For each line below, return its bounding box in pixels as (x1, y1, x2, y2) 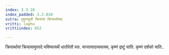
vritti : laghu (5, 21, 35, 26)
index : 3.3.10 (5, 7, 35, 12)
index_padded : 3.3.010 (5, 12, 53, 17)
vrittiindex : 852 (5, 26, 42, 31)
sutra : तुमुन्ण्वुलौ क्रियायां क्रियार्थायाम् (5, 16, 63, 21)
